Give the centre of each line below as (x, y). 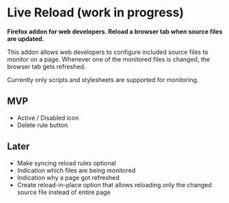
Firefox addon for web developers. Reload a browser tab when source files (115, 31)
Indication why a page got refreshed (68, 177)
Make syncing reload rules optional (66, 163)
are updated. (26, 38)
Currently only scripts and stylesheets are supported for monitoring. (103, 79)
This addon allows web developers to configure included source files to (108, 52)
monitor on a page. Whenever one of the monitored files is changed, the (109, 59)
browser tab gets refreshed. (46, 66)
